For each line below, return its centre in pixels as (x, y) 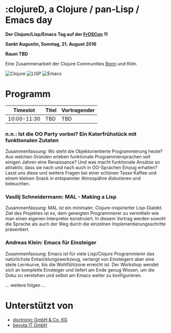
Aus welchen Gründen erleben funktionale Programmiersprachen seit (78, 157)
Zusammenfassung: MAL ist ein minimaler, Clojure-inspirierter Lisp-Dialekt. (84, 208)
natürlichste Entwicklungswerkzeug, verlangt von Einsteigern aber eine (80, 259)
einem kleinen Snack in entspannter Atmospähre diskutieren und (73, 178)
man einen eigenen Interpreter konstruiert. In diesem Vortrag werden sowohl (85, 219)
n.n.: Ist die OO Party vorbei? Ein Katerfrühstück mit (71, 134)
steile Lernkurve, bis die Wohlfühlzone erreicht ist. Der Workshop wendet (82, 264)
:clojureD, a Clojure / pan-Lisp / (72, 9)
